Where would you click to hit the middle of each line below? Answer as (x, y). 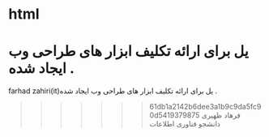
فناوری (186, 124)
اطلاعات (162, 124)
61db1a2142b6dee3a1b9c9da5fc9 (205, 107)
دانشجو (209, 124)
